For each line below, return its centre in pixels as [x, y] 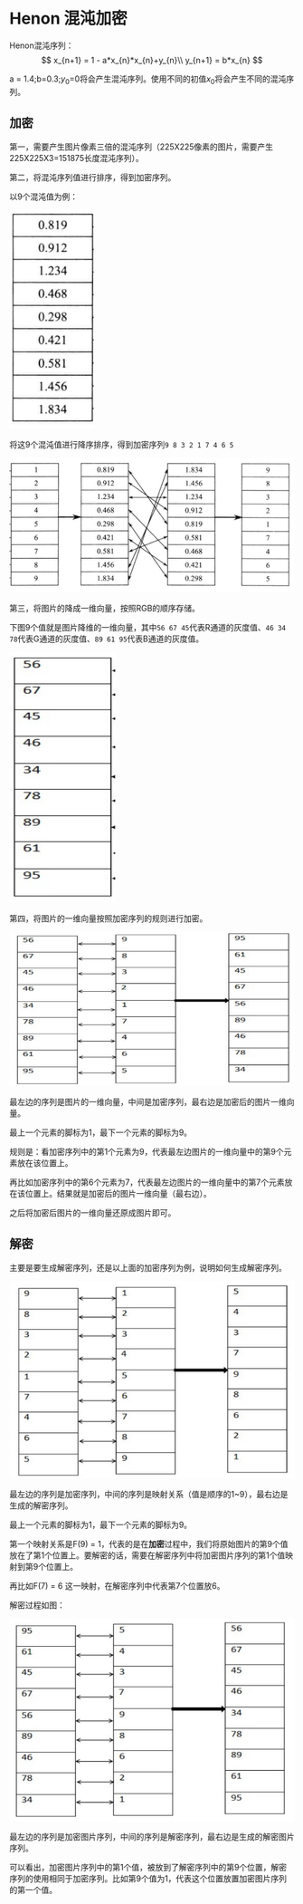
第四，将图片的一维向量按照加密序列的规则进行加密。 [109, 918]
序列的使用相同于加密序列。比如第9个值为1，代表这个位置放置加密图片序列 [148, 1879]
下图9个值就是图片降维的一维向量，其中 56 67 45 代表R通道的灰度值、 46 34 [148, 627]
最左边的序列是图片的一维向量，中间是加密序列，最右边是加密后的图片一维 [148, 1101]
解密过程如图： [37, 1605]
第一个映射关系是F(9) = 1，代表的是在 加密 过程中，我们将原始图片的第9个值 [149, 1544]
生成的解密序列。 [41, 1505]
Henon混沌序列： [42, 45]
